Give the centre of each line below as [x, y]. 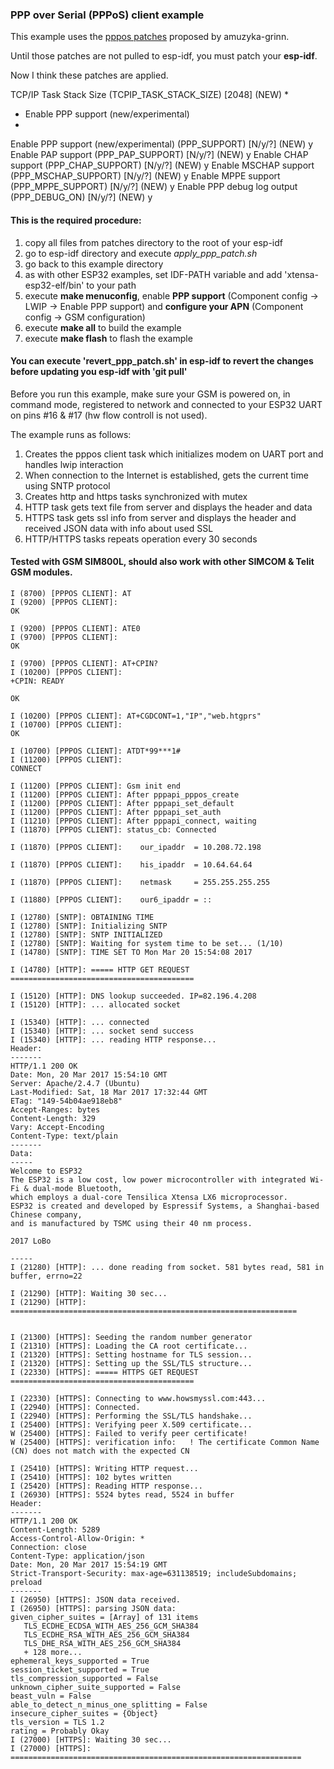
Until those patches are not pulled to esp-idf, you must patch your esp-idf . [164, 56]
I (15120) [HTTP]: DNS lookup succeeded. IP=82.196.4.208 [133, 996]
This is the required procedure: [76, 220]
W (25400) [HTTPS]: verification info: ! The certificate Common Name [165, 1442]
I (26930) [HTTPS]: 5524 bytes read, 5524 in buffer [122, 1494]
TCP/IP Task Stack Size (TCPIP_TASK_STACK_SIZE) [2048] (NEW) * [150, 95]
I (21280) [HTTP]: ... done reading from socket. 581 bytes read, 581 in [167, 1267]
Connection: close [48, 1547]
